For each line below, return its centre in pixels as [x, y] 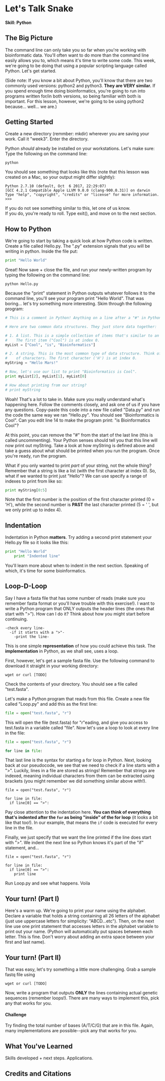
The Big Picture [29, 38]
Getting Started [29, 122]
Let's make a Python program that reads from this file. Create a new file [77, 699]
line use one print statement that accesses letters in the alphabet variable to [82, 926]
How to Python [28, 229]
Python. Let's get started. [31, 71]
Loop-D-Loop [26, 586]
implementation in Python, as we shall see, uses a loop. [62, 651]
